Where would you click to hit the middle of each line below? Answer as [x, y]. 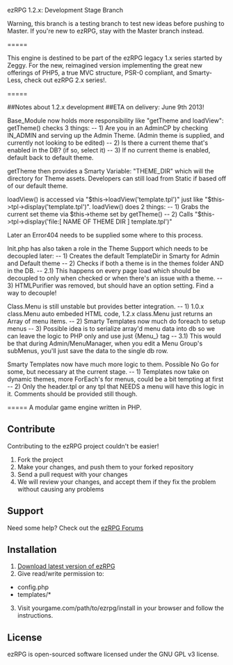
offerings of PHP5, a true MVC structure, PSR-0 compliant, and [97, 73]
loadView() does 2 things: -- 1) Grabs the [151, 207]
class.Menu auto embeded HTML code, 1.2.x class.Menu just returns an [110, 314]
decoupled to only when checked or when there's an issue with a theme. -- [115, 278]
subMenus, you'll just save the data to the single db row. [88, 351]
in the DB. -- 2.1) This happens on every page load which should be [104, 271]
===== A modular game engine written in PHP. [74, 407]
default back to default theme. [50, 157]
